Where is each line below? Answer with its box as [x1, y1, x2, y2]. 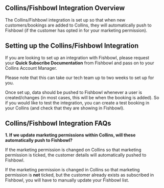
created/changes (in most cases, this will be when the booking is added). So [5, 94, 160, 100]
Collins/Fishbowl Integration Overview [5, 4, 125, 12]
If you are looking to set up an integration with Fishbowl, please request [5, 54, 149, 60]
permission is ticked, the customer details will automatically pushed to [5, 152, 147, 158]
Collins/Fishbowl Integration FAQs [5, 119, 111, 128]
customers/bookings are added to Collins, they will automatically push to [5, 22, 152, 28]
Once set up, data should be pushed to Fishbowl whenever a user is [5, 89, 142, 95]
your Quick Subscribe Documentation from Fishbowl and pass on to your [5, 60, 154, 66]
